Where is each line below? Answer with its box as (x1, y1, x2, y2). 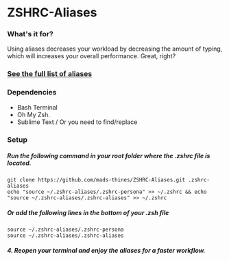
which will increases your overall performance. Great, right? (7, 52, 176, 60)
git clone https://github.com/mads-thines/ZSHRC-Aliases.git (7, 176, 186, 183)
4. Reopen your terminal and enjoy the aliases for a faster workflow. (7, 247, 206, 255)
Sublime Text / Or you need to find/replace (16, 118, 138, 126)
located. (7, 159, 32, 167)
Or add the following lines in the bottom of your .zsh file (7, 209, 169, 217)
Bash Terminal (16, 103, 58, 111)
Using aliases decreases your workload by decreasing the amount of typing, (7, 45, 223, 53)
